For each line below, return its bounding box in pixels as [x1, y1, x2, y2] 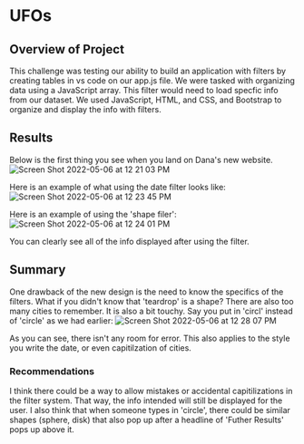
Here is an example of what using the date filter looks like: [9, 181, 227, 192]
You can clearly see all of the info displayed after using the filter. [9, 236, 250, 246]
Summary [9, 262, 66, 277]
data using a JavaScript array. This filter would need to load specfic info [9, 85, 279, 95]
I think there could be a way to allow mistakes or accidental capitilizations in [9, 385, 293, 396]
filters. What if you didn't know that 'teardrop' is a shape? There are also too [9, 295, 294, 306]
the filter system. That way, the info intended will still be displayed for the [9, 395, 283, 406]
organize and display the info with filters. [9, 104, 162, 114]
